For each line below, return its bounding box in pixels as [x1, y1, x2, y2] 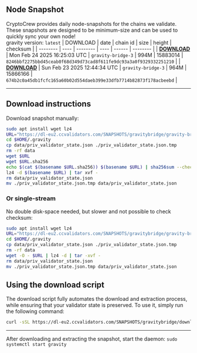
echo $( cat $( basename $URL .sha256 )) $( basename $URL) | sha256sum [6, 164, 175, 170]
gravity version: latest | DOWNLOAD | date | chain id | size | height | [6, 39, 172, 46]
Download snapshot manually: [6, 115, 79, 122]
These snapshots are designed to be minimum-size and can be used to [6, 26, 178, 33]
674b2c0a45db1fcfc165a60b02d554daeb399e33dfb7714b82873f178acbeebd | [6, 76, 178, 83]
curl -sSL [6, 320, 30, 325]
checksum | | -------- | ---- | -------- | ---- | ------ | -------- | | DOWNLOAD [6, 45, 191, 52]
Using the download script [6, 280, 104, 290]
